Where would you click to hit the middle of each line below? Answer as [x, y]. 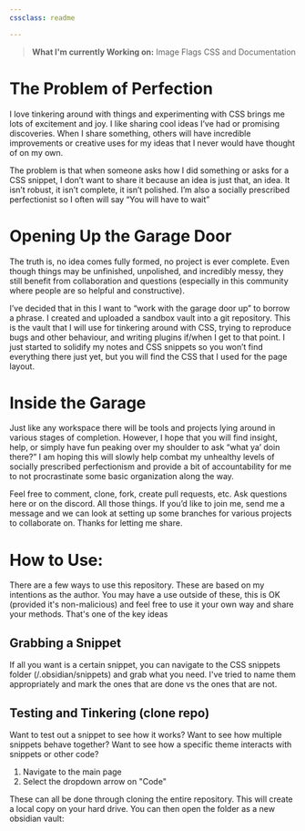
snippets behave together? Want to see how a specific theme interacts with [151, 744]
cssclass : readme [42, 18]
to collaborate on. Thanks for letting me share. [96, 523]
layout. [22, 366]
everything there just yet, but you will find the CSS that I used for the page [148, 356]
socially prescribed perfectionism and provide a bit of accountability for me [151, 467]
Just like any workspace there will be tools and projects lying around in [142, 428]
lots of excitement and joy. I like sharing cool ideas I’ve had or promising [145, 123]
